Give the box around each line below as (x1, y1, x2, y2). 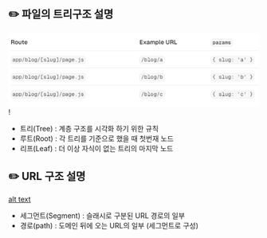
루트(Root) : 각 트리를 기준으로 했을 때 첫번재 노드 (19, 134, 174, 143)
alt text (8, 194, 31, 205)
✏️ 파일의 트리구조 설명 (8, 7, 114, 21)
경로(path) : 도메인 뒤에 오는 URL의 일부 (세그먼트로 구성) (19, 221, 199, 231)
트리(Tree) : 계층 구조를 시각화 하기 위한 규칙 (19, 124, 159, 134)
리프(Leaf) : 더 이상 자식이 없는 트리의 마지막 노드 (19, 144, 174, 154)
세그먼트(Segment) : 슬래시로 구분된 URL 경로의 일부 (19, 211, 186, 220)
